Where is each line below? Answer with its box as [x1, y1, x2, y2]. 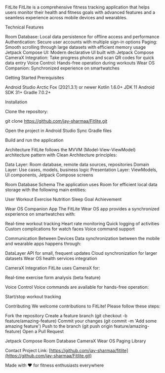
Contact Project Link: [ [5, 347, 51, 353]
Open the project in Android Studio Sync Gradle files [5, 128, 112, 134]
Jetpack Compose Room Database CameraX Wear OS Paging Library [5, 338, 146, 344]
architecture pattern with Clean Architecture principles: [5, 152, 117, 158]
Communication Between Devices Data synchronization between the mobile [5, 236, 160, 241]
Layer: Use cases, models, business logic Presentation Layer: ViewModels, [5, 167, 158, 172]
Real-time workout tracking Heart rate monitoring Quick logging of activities [5, 221, 160, 226]
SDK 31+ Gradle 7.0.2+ [5, 90, 51, 95]
